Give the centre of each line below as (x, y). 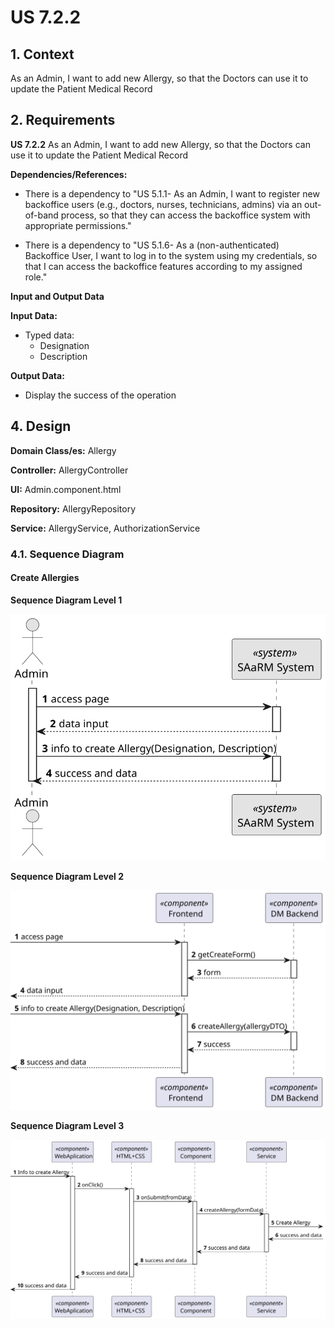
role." (36, 277)
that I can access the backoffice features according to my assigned (163, 266)
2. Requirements (63, 120)
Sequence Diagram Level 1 (66, 600)
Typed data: (49, 335)
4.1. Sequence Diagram (67, 554)
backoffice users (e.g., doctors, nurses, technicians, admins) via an (163, 204)
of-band (41, 215)
